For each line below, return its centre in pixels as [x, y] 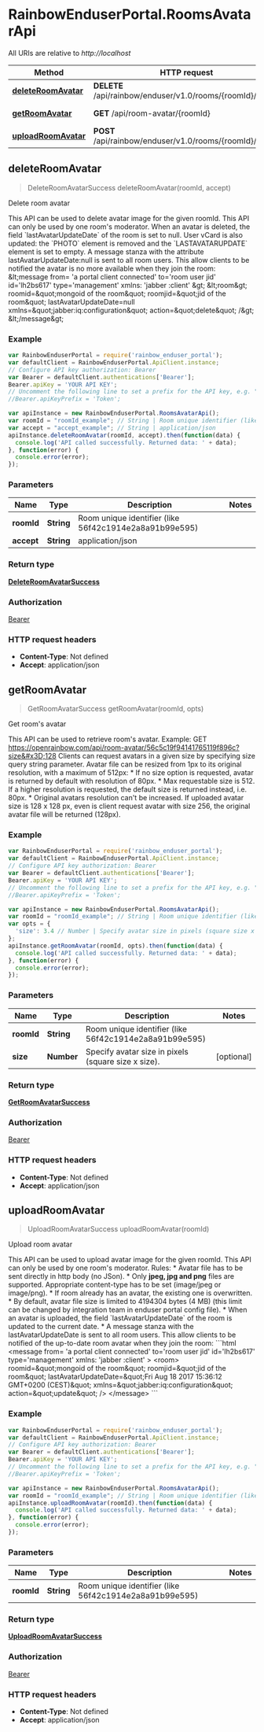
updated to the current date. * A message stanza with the [101, 1327]
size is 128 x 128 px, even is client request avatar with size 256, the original [129, 806]
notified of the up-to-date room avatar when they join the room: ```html [123, 1343]
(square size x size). [123, 1062]
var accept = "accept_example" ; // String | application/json [112, 428]
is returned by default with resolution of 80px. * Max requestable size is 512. [132, 781]
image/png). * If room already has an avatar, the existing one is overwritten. [130, 1293]
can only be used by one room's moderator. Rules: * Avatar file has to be [126, 1268]
